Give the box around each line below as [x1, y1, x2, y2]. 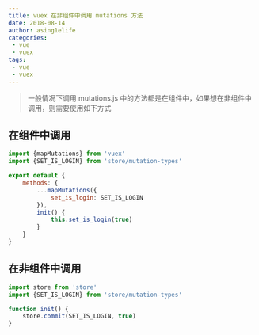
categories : [8, 33, 48, 42]
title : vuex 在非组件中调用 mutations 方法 [8, 11, 143, 20]
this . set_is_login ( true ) [50, 215, 133, 224]
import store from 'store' [8, 283, 97, 291]
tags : [8, 56, 26, 64]
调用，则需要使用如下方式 [27, 103, 112, 112]
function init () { [8, 305, 69, 313]
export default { [8, 172, 66, 180]
